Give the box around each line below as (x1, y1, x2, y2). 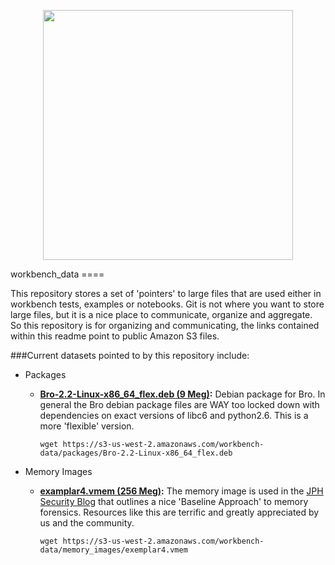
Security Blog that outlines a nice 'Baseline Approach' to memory (39, 496, 309, 507)
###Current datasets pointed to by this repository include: (10, 350, 250, 361)
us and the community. (39, 517, 135, 529)
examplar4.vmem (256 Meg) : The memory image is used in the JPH (39, 485, 324, 497)
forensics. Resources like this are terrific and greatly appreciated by (39, 506, 320, 518)
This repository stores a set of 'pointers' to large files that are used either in (10, 288, 322, 299)
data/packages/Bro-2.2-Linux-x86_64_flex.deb (39, 448, 233, 458)
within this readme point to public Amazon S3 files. (10, 330, 220, 342)
